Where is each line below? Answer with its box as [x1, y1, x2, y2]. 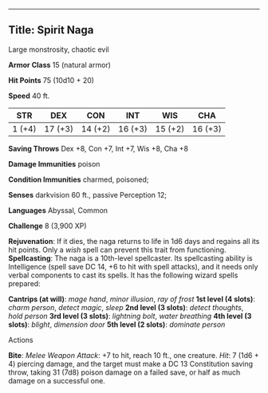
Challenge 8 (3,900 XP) [8, 221, 87, 230]
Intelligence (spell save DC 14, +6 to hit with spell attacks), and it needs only [8, 261, 258, 271]
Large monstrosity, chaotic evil [8, 45, 109, 54]
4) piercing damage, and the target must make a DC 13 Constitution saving [8, 359, 254, 368]
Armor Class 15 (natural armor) [8, 60, 112, 69]
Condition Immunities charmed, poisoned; [8, 175, 149, 184]
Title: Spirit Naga [8, 23, 94, 37]
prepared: [8, 278, 41, 288]
